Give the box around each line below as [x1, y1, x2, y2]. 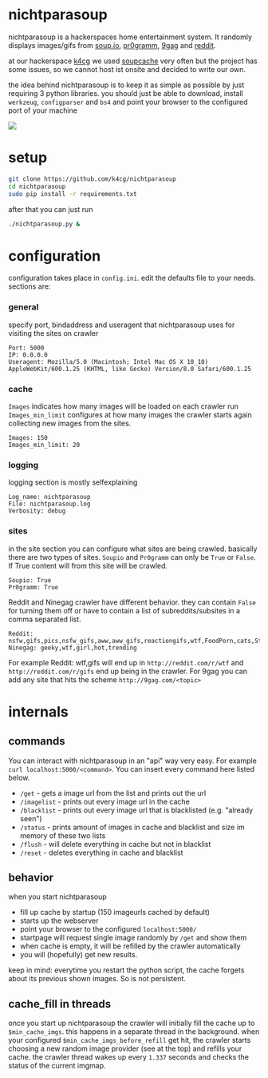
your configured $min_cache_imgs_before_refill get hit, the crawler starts [8, 1036, 251, 1045]
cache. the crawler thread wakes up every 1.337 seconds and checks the [8, 1052, 250, 1062]
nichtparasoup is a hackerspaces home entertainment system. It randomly [8, 32, 253, 42]
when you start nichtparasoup [8, 892, 108, 901]
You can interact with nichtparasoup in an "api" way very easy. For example [8, 756, 257, 765]
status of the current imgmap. [8, 1061, 106, 1071]
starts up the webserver [19, 916, 99, 925]
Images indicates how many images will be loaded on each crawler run [8, 401, 239, 411]
